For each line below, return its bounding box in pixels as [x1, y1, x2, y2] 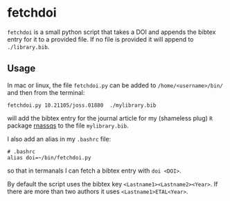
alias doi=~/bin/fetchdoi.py [7, 154, 91, 161]
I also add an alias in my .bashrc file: [7, 134, 112, 143]
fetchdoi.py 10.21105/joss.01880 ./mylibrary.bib [7, 102, 157, 109]
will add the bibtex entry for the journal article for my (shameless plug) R [7, 114, 213, 122]
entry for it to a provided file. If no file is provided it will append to [7, 35, 194, 43]
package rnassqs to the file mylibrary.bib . [7, 121, 130, 130]
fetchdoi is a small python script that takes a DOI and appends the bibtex [7, 28, 216, 36]
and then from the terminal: [7, 88, 85, 96]
